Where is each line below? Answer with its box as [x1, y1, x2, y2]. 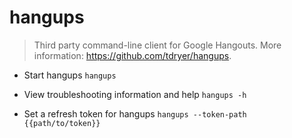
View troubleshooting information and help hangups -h [23, 88, 247, 100]
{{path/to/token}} [23, 118, 101, 128]
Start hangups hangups [23, 69, 117, 81]
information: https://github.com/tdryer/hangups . [33, 49, 232, 61]
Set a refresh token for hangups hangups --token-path [23, 107, 247, 120]
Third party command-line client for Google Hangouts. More [33, 39, 282, 51]
